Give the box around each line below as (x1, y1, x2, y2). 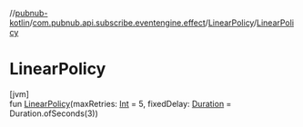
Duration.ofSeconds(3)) (9, 108, 98, 119)
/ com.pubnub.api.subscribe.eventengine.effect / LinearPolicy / (29, 17, 258, 28)
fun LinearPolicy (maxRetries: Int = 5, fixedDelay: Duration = (9, 98, 232, 109)
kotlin (9, 17, 30, 28)
